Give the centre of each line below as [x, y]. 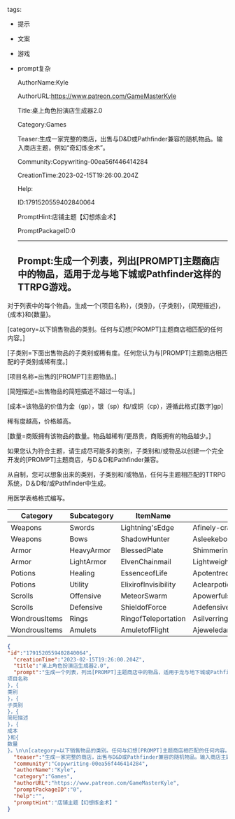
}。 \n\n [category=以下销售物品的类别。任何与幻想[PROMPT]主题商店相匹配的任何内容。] [119, 750]
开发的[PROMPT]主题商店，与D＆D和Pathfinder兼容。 [85, 459]
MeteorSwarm [144, 596]
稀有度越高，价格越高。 [41, 421]
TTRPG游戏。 [47, 287]
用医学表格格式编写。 [38, 498]
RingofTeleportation [154, 618]
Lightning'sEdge [148, 527]
